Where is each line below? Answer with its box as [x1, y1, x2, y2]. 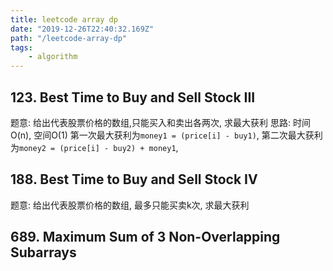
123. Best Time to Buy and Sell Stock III [10, 89, 256, 106]
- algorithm [28, 52, 78, 62]
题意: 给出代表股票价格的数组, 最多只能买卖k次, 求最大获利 [10, 199, 250, 211]
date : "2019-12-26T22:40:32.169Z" [10, 24, 155, 34]
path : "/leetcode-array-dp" [10, 33, 128, 43]
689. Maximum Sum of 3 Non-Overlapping [10, 229, 281, 246]
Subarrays [10, 244, 77, 261]
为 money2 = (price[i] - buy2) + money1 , [10, 141, 179, 153]
